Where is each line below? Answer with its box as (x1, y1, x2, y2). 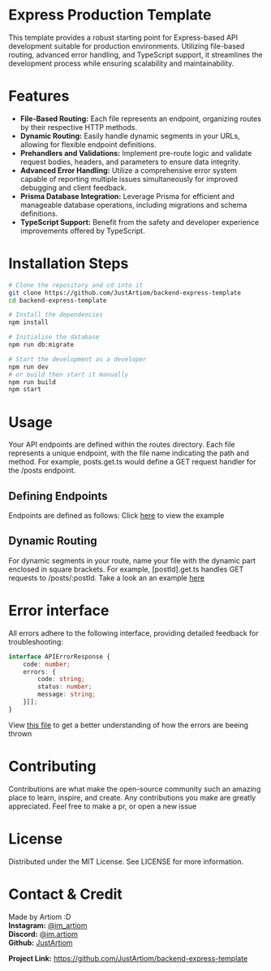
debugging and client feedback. (19, 183, 127, 192)
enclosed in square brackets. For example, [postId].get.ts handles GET (8, 564, 244, 574)
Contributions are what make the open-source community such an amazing (8, 783, 261, 793)
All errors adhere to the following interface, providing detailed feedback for (8, 628, 259, 638)
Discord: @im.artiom (8, 929, 79, 939)
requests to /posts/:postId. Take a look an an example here (8, 572, 205, 582)
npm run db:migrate (8, 341, 75, 349)
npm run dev (8, 363, 49, 371)
